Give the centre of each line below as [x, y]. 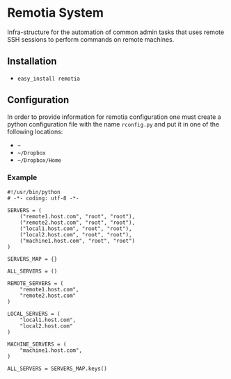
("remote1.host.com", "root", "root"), [78, 216]
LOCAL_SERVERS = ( [34, 314]
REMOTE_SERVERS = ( [35, 283]
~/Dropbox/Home [39, 160]
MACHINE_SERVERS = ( [37, 344]
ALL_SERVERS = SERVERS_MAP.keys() [57, 369]
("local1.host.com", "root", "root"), [76, 228]
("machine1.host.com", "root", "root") [78, 241]
